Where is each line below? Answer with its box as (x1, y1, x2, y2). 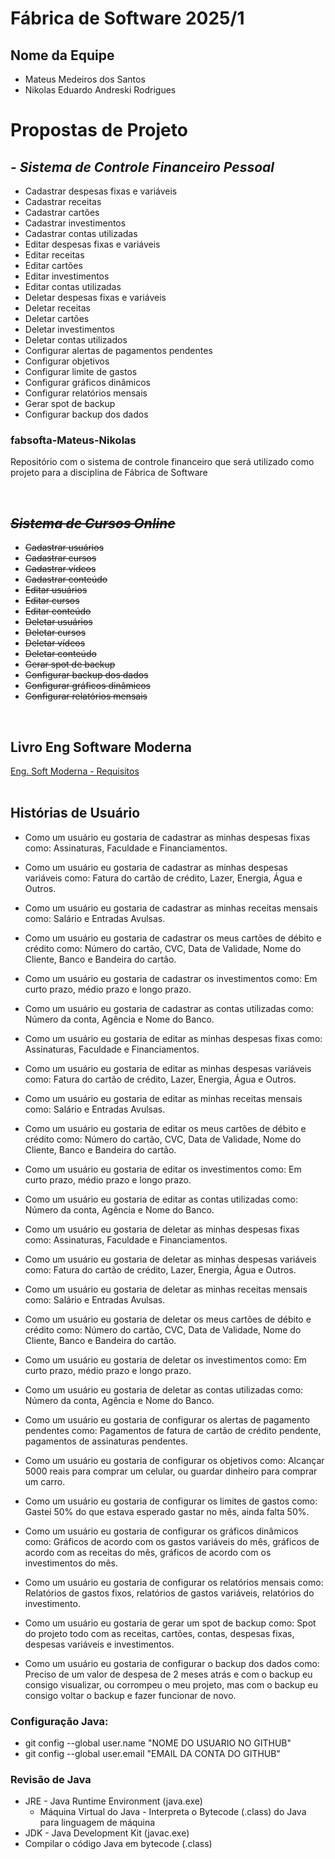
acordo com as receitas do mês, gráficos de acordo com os (24, 1546, 272, 1558)
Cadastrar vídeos (24, 563, 97, 575)
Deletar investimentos (24, 323, 115, 335)
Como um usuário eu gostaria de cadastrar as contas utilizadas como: (24, 1002, 314, 1014)
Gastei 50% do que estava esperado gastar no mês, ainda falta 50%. (24, 1505, 310, 1517)
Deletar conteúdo (24, 648, 97, 660)
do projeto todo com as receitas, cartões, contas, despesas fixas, (24, 1627, 295, 1639)
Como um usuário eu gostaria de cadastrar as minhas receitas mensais (24, 902, 318, 914)
